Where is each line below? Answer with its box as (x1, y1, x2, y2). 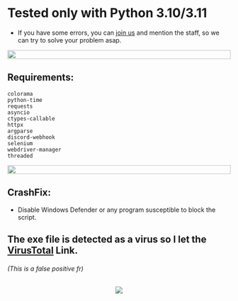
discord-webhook (7, 133, 55, 141)
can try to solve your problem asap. (17, 35, 122, 44)
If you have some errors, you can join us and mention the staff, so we (17, 28, 220, 37)
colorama (7, 90, 33, 97)
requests (7, 103, 33, 110)
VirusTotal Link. (7, 244, 78, 256)
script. (17, 212, 37, 221)
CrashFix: (7, 186, 52, 199)
